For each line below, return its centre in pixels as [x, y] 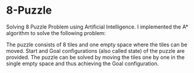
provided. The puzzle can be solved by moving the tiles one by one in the [96, 57]
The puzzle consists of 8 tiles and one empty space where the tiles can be [97, 45]
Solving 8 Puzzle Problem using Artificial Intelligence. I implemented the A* [97, 27]
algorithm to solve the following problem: [56, 33]
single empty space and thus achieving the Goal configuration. [83, 64]
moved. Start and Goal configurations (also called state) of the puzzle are [96, 50]
